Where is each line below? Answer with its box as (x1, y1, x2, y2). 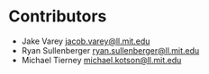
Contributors (8, 6, 107, 27)
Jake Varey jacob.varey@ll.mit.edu (21, 36, 150, 46)
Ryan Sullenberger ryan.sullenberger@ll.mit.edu (21, 45, 200, 55)
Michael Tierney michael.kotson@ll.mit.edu (21, 54, 182, 65)
